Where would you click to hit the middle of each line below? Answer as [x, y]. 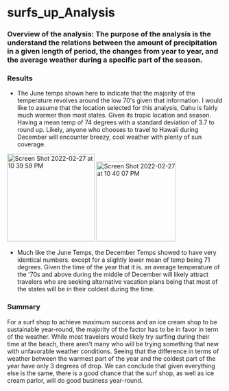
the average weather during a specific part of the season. [105, 60]
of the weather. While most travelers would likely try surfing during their [109, 336]
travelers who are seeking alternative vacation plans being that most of [117, 282]
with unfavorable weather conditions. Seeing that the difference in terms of [113, 351]
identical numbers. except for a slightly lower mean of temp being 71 [113, 260]
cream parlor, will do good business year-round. [75, 380]
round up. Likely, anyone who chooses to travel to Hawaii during [108, 130]
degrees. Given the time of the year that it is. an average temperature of [118, 267]
